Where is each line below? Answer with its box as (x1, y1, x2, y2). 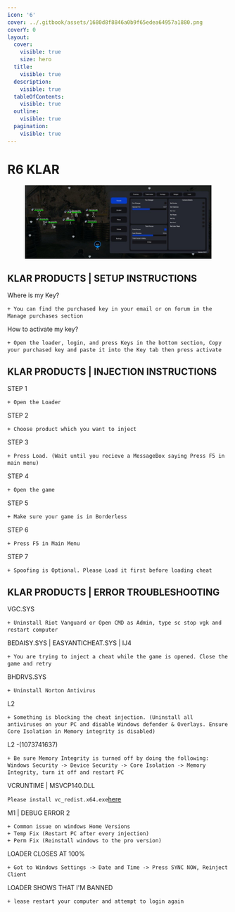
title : (13, 63, 33, 70)
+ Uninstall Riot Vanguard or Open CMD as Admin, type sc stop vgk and (7, 620, 222, 627)
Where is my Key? (7, 291, 60, 299)
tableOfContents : (13, 93, 65, 100)
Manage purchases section (7, 313, 83, 320)
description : (13, 78, 52, 85)
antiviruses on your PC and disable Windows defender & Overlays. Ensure (7, 721, 229, 728)
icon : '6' (7, 11, 37, 18)
